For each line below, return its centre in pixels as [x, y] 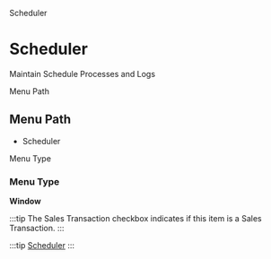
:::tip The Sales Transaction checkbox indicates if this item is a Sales [135, 219]
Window [26, 202]
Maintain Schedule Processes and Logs [82, 73]
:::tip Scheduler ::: [42, 246]
